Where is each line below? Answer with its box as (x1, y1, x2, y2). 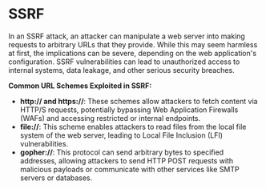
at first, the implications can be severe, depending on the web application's (8, 48, 257, 58)
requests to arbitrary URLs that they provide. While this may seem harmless (8, 39, 258, 49)
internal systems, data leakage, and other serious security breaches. (8, 65, 235, 74)
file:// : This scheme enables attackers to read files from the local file (19, 122, 247, 131)
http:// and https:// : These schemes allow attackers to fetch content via (19, 96, 258, 106)
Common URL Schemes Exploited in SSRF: (8, 81, 152, 90)
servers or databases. (19, 173, 93, 183)
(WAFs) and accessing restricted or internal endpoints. (19, 113, 201, 123)
